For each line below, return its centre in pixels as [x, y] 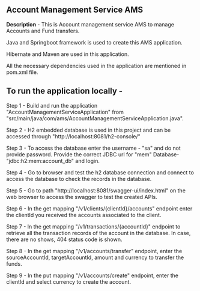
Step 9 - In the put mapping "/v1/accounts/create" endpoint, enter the [92, 275]
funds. [14, 263]
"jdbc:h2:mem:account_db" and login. [53, 161]
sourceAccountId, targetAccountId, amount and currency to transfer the [95, 257]
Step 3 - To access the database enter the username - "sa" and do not [94, 148]
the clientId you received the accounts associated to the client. [84, 215]
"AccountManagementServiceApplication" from [65, 112]
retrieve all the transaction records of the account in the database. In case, [98, 233]
